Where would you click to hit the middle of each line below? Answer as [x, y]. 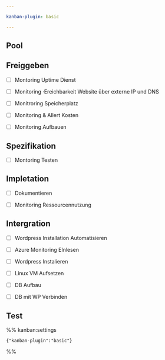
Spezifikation [31, 146]
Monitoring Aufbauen [40, 127]
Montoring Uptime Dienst [45, 79]
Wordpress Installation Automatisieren [61, 238]
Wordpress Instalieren [41, 261]
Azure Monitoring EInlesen [47, 249]
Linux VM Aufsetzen [39, 273]
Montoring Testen [36, 160]
